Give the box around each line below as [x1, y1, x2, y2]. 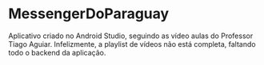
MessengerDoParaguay [8, 5, 170, 23]
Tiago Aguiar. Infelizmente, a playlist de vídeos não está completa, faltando [8, 39, 256, 48]
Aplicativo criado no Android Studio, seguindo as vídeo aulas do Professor [8, 31, 254, 40]
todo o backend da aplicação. [8, 48, 106, 57]
